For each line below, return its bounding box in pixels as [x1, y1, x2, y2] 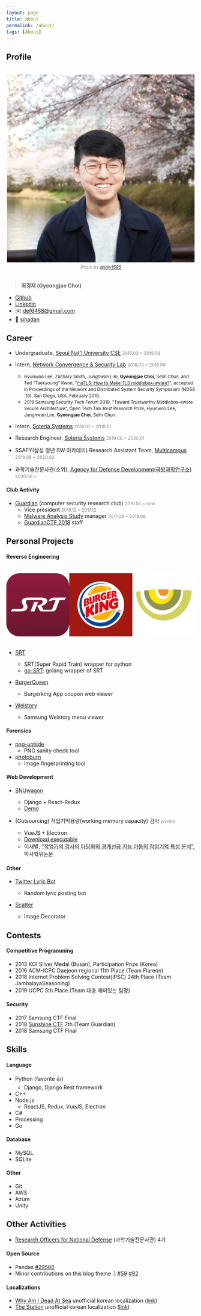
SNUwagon [14, 787, 44, 794]
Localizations [6, 1284, 41, 1291]
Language [6, 1062, 32, 1069]
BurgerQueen [14, 678, 49, 686]
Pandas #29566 [14, 1264, 55, 1271]
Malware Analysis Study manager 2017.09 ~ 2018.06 [23, 512, 146, 520]
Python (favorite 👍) [14, 1075, 64, 1082]
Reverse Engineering [6, 553, 60, 561]
